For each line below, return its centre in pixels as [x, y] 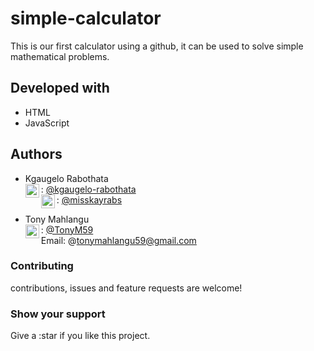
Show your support [58, 314]
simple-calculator [86, 18]
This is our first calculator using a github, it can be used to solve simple [157, 46]
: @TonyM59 [67, 229]
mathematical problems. [60, 56]
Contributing [42, 266]
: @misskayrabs [89, 199]
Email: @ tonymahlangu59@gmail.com [118, 240]
